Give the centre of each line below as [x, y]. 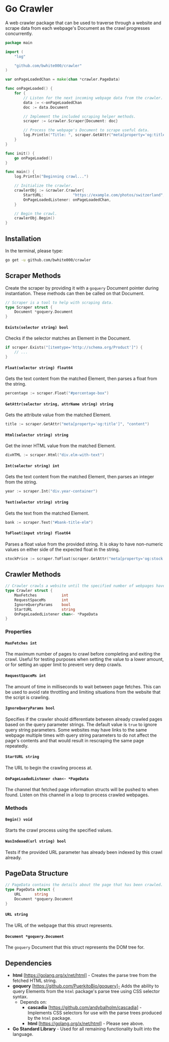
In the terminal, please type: [34, 251]
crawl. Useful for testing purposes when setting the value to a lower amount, [84, 660]
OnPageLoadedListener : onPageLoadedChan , [67, 200]
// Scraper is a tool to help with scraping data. [59, 303]
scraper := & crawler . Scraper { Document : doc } [71, 121]
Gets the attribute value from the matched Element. [58, 415]
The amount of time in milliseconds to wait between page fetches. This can [83, 686]
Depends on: [33, 1002]
